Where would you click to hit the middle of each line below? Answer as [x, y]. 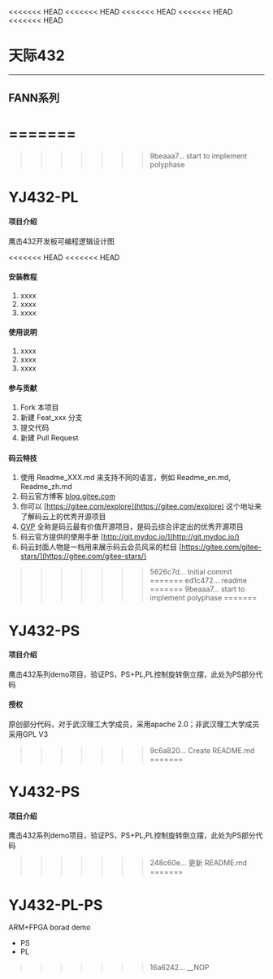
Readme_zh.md [46, 487]
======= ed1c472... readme [199, 581]
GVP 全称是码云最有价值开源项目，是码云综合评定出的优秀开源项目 [132, 526]
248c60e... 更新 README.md [199, 863]
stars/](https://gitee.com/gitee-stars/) [83, 557]
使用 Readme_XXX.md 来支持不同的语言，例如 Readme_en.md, [126, 478]
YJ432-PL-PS [56, 905]
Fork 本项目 [39, 407]
